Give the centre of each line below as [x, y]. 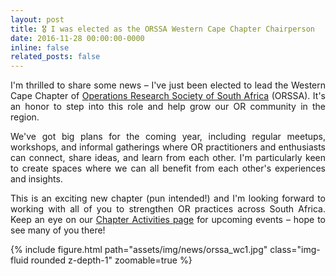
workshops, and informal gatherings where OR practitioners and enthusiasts [168, 147]
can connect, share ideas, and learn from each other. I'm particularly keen [168, 158]
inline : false [40, 47]
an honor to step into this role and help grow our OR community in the [168, 107]
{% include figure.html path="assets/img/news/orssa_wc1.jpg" [139, 250]
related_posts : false [55, 57]
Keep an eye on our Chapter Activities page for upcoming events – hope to [168, 220]
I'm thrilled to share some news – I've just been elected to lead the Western [168, 85]
